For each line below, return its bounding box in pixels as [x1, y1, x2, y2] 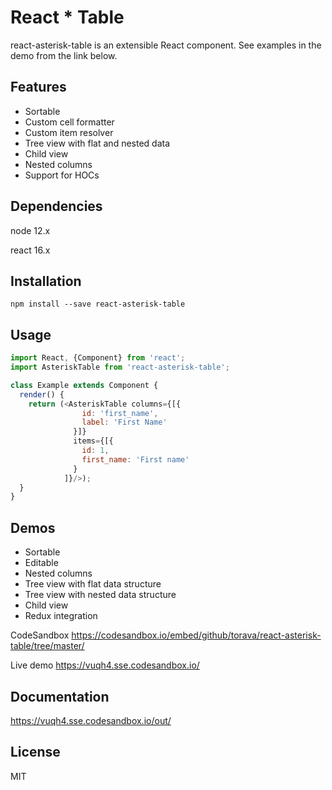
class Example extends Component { [10, 380, 159, 390]
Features [10, 79, 67, 96]
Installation [10, 272, 82, 290]
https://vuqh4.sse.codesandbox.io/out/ [10, 714, 172, 726]
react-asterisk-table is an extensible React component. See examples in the [10, 39, 322, 51]
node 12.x [10, 224, 51, 236]
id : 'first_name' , [81, 408, 159, 418]
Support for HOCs [24, 169, 100, 181]
